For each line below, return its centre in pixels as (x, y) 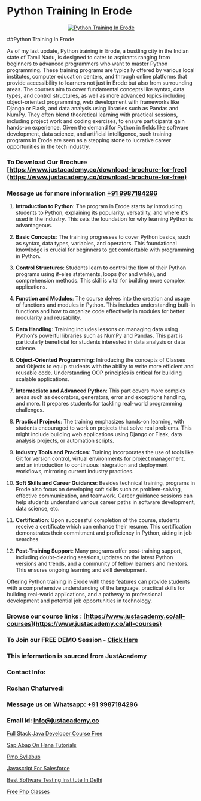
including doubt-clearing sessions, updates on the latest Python (94, 557)
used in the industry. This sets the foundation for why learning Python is (104, 219)
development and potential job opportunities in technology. (79, 601)
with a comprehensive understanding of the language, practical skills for (96, 588)
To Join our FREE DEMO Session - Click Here (72, 640)
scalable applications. (42, 379)
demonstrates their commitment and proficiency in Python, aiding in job (103, 533)
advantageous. (34, 226)
